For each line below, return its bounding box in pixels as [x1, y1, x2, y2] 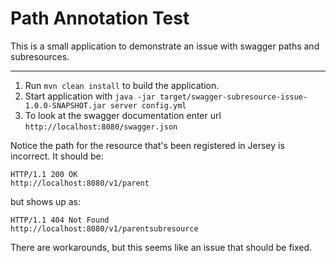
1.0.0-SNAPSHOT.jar [24, 100, 107, 111]
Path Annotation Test [10, 7, 190, 30]
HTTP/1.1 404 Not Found [10, 215, 110, 225]
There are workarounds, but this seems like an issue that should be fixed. [10, 241, 313, 253]
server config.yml [109, 100, 187, 111]
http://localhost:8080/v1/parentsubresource [10, 223, 199, 234]
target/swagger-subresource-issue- [159, 92, 308, 102]
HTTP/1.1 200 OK [10, 169, 78, 179]
